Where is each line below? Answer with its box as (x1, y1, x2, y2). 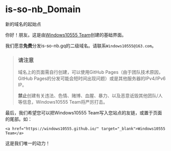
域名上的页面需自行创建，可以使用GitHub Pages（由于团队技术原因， (17, 69, 163, 75)
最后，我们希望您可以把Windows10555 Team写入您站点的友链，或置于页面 (5, 110, 162, 116)
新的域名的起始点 (5, 21, 41, 27)
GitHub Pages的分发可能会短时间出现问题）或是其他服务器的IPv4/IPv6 (17, 75, 166, 82)
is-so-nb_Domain (5, 4, 81, 15)
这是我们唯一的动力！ (5, 140, 50, 146)
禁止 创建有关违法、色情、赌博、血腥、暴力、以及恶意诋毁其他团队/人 (17, 93, 163, 99)
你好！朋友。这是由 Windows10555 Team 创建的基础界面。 (5, 32, 127, 38)
